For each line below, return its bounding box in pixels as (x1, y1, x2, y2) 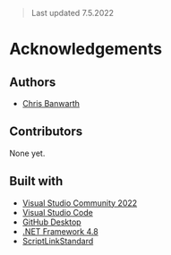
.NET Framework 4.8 (21, 225, 98, 236)
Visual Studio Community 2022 (21, 197, 138, 208)
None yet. (9, 148, 46, 158)
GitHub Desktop (21, 217, 82, 227)
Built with (9, 174, 64, 189)
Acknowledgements (9, 39, 163, 59)
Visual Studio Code (21, 207, 94, 217)
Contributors (9, 124, 83, 140)
